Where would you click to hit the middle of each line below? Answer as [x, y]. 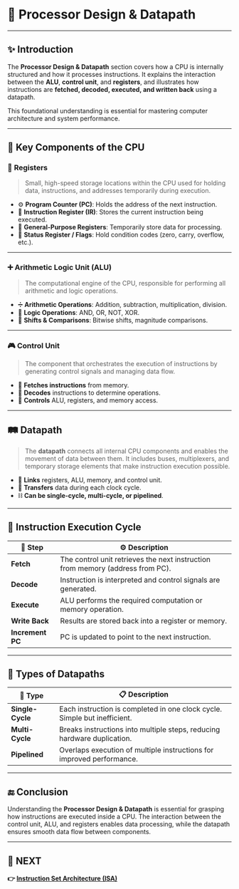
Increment [29, 632]
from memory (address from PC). [116, 568]
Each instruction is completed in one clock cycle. [141, 709]
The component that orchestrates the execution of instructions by [121, 364]
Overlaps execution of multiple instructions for [137, 750]
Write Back [30, 620]
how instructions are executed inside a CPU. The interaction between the [115, 817]
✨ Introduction [40, 50]
